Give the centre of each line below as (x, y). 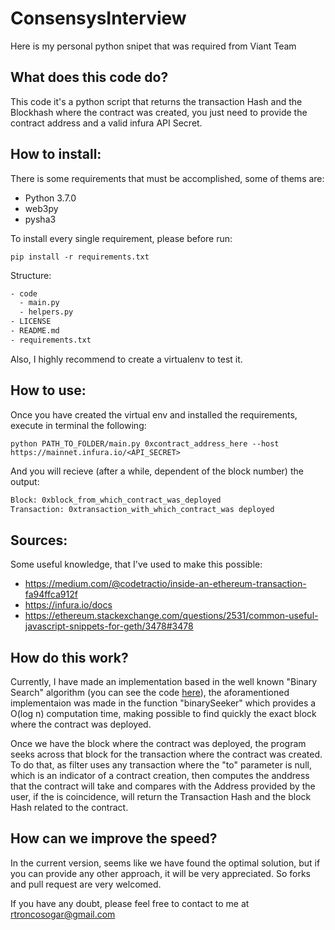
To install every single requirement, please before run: (121, 238)
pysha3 (40, 219)
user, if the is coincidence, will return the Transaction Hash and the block (161, 796)
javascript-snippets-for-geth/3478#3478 (109, 626)
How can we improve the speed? (114, 838)
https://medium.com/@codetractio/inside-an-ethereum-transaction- (165, 584)
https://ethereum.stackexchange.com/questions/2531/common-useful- (171, 616)
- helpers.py (46, 312)
